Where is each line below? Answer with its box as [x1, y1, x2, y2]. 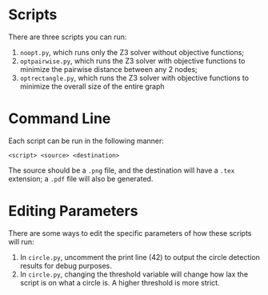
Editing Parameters [8, 202, 138, 221]
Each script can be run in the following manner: [8, 136, 164, 146]
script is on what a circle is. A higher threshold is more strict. [19, 277, 220, 287]
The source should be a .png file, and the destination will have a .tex [8, 165, 235, 175]
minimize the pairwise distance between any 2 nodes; [19, 64, 198, 74]
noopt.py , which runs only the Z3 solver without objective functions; [19, 47, 245, 57]
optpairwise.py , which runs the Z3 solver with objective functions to [19, 56, 246, 66]
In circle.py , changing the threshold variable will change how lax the [19, 269, 249, 279]
